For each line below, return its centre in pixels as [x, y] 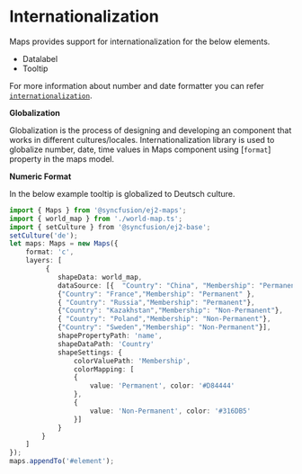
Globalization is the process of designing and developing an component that [151, 130]
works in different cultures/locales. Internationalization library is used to [142, 139]
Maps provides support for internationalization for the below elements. [140, 41]
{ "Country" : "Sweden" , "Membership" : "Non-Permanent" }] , [164, 327]
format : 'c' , [50, 252]
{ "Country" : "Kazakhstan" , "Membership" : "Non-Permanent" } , [170, 311]
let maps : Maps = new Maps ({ [64, 244]
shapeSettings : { [90, 353]
